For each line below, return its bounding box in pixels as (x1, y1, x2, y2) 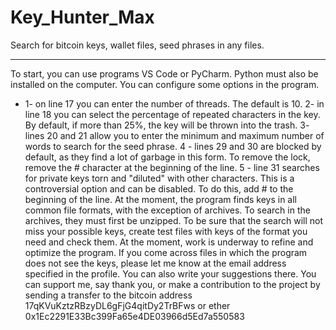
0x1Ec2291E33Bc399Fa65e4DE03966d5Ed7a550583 (24, 310, 245, 322)
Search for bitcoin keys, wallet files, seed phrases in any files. (10, 39, 265, 51)
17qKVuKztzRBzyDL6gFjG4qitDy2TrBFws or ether (24, 299, 231, 311)
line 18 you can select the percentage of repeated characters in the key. (24, 108, 321, 120)
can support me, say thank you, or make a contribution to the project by (24, 278, 321, 290)
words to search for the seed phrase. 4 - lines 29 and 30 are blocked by (24, 140, 322, 152)
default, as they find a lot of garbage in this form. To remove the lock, (24, 151, 311, 163)
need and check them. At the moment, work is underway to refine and (24, 236, 314, 248)
